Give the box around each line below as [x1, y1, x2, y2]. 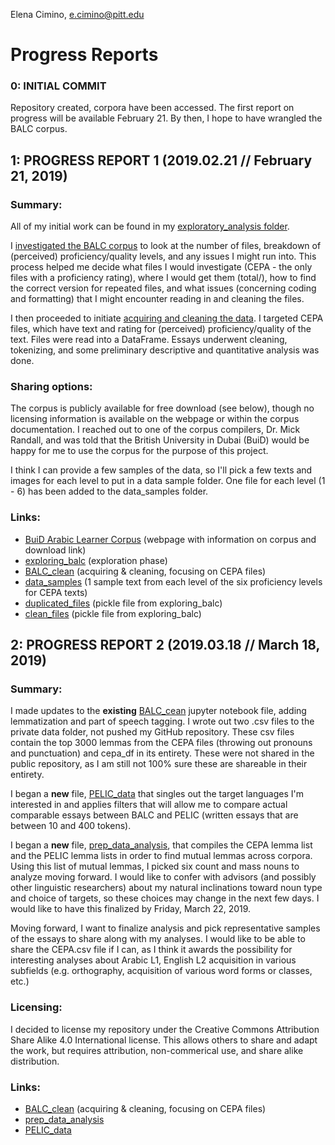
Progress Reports [10, 44, 159, 66]
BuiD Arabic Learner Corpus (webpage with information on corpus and [24, 533, 317, 545]
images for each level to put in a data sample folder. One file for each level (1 [10, 475, 326, 487]
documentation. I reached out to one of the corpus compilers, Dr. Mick [10, 424, 301, 436]
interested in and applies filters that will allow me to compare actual [10, 799, 288, 811]
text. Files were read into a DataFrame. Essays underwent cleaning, [10, 334, 288, 346]
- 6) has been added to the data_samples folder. [10, 485, 209, 498]
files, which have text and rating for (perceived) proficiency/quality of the [10, 323, 312, 335]
